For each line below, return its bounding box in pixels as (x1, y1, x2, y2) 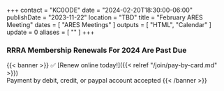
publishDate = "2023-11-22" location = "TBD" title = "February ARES (6, 13, 203, 22)
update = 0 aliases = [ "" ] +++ (6, 28, 95, 36)
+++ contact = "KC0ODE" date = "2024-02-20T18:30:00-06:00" (6, 6, 193, 14)
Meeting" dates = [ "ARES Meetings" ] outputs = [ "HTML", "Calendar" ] (6, 21, 212, 28)
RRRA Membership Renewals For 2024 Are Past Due (6, 45, 187, 55)
